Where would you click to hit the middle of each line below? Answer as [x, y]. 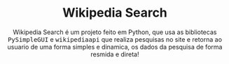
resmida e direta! [115, 54]
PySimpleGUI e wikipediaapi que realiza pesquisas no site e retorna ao [115, 39]
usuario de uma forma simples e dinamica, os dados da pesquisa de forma [115, 47]
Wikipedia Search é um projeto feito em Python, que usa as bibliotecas [115, 32]
